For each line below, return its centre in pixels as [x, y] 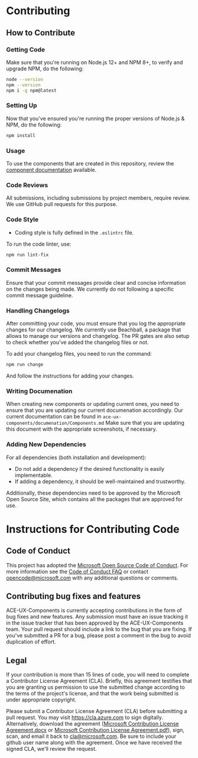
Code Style [22, 220]
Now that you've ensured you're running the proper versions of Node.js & [95, 118]
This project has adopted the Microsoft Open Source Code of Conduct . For [97, 565]
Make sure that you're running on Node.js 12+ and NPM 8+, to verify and [95, 62]
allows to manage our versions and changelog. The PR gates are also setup [98, 336]
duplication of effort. [31, 642]
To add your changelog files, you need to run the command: [79, 354]
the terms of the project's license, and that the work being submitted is [92, 694]
